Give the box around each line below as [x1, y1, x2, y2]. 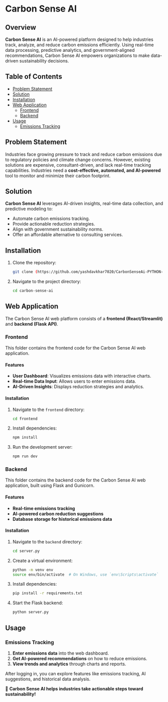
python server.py [12, 610, 49, 615]
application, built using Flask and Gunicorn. [5, 482, 95, 488]
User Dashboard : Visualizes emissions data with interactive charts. [12, 373, 151, 379]
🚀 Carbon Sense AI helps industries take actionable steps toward [5, 685, 143, 691]
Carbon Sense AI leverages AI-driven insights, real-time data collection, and [5, 200, 163, 206]
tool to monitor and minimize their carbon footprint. [5, 172, 111, 179]
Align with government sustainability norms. [12, 226, 104, 232]
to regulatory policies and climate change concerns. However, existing [5, 157, 150, 163]
